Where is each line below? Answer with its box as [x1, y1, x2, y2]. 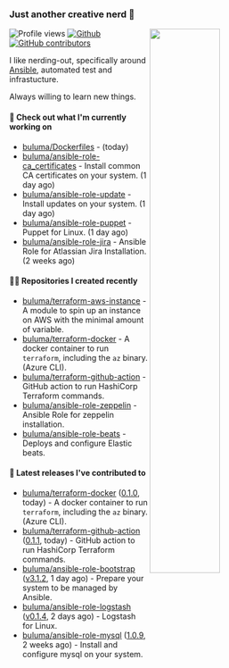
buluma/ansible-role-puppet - [21, 217, 132, 228]
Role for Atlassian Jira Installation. [21, 246, 147, 256]
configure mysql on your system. [21, 648, 143, 659]
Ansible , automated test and [9, 64, 113, 75]
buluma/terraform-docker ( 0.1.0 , [21, 487, 141, 498]
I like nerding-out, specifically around [9, 55, 147, 66]
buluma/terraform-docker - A [21, 333, 130, 344]
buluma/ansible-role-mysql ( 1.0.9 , [21, 630, 146, 640]
